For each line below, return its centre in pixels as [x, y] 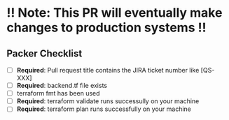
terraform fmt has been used [58, 93]
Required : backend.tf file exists [62, 86]
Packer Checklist [44, 53]
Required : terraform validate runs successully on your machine [108, 101]
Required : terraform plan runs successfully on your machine [104, 109]
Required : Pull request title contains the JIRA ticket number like [108, 70]
